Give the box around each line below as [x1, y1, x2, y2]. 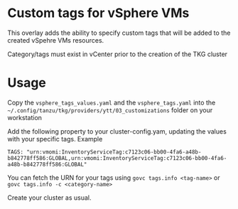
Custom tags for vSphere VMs [7, 5, 190, 21]
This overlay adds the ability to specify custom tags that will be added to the [7, 28, 231, 37]
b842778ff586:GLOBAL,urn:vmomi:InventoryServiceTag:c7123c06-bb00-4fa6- [7, 154, 227, 161]
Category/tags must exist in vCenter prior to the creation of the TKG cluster [7, 50, 228, 58]
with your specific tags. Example [7, 134, 103, 143]
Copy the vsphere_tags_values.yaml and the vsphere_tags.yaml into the [7, 98, 216, 107]
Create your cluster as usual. [7, 193, 92, 202]
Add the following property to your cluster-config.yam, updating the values [7, 127, 227, 136]
